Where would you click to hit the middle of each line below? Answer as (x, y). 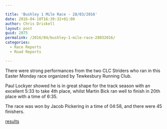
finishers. (15, 111)
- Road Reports (26, 52)
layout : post (19, 28)
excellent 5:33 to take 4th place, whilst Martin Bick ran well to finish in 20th (83, 91)
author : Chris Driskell (30, 24)
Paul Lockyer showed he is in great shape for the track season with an (78, 86)
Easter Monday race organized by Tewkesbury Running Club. (68, 76)
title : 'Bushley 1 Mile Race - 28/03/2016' (51, 14)
